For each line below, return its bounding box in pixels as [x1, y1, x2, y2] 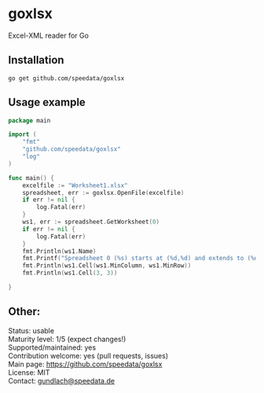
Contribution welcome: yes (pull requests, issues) [8, 351, 169, 360]
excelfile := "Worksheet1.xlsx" [22, 182, 128, 189]
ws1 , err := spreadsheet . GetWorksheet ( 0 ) [22, 218, 159, 226]
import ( [8, 130, 37, 138]
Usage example [8, 96, 86, 109]
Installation [8, 53, 64, 67]
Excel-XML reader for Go [8, 31, 89, 40]
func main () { [8, 174, 55, 182]
